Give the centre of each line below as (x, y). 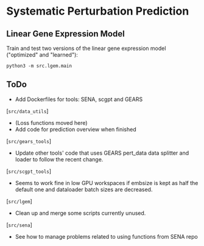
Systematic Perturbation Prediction (98, 11)
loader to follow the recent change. (59, 159)
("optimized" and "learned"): (42, 55)
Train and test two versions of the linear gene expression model (86, 48)
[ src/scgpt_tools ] (29, 171)
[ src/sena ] (19, 225)
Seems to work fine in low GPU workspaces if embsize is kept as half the (107, 183)
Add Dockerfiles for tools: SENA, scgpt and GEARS (79, 99)
